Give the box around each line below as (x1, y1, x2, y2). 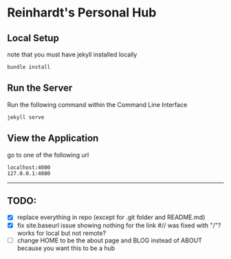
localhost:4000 (7, 164, 51, 171)
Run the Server (7, 82, 73, 94)
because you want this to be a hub (16, 244, 115, 252)
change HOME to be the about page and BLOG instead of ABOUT (16, 236, 203, 245)
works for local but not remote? (16, 229, 107, 237)
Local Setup (7, 32, 60, 44)
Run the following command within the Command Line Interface (7, 100, 188, 109)
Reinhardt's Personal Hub (7, 5, 157, 21)
